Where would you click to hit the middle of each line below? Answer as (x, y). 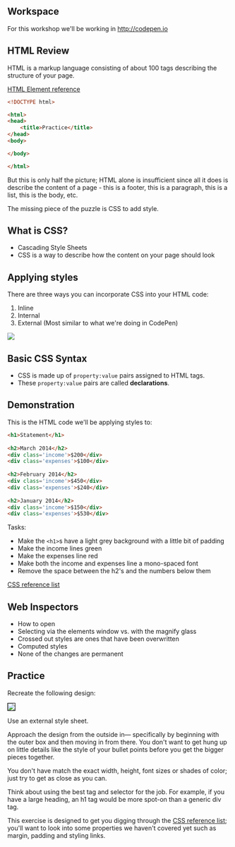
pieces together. (31, 757)
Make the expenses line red (58, 556)
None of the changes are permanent (70, 654)
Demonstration (41, 405)
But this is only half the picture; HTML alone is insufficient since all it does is (118, 180)
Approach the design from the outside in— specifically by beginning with (113, 734)
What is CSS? (38, 231)
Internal (29, 316)
